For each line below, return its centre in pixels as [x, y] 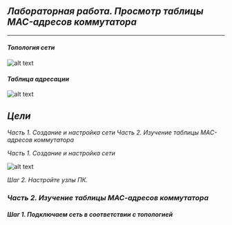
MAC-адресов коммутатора [72, 22]
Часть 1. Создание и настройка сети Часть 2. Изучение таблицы [103, 133]
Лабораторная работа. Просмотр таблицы [105, 11]
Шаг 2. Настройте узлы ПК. [48, 180]
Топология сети [31, 48]
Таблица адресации [38, 79]
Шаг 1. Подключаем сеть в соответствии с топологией [90, 214]
